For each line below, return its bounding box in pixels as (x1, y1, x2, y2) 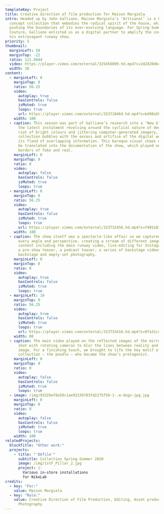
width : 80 (14, 334, 34, 339)
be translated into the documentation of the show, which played (18, 144, 154, 148)
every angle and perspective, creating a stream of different (18, 239, 147, 244)
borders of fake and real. (18, 148, 73, 153)
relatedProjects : (5, 438, 41, 443)
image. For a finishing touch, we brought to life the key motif (18, 348, 154, 352)
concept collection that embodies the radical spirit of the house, (9, 21, 152, 26)
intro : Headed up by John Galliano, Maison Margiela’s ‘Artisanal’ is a (5, 16, 156, 21)
